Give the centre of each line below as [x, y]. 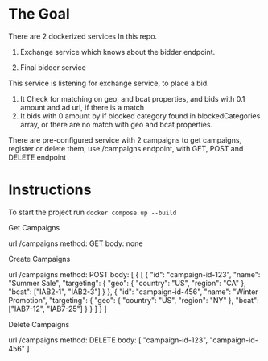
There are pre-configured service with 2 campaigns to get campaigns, [125, 140]
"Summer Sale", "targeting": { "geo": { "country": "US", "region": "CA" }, [128, 283]
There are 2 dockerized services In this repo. [83, 36]
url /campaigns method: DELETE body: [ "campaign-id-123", [108, 340]
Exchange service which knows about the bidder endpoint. [118, 52]
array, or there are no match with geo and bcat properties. [116, 124]
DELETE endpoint [37, 157]
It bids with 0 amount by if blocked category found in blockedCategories [140, 116]
